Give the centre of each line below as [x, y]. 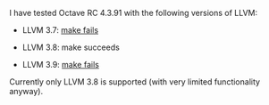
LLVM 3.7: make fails [60, 30]
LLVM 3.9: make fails [61, 65]
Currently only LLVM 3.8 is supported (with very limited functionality [135, 82]
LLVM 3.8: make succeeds [71, 47]
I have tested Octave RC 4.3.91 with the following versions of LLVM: [133, 13]
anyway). [26, 91]
